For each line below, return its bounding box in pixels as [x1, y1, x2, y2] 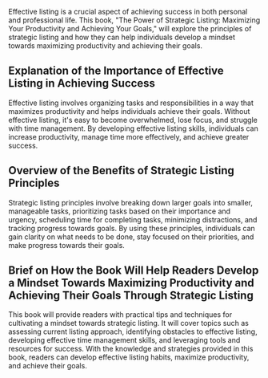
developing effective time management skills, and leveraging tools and [8, 335, 241, 345]
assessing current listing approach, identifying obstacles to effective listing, [8, 327, 258, 336]
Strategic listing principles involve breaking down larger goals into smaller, [8, 197, 254, 207]
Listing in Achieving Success [8, 76, 156, 91]
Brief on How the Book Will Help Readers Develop [8, 264, 259, 278]
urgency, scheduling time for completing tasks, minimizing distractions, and [8, 214, 258, 224]
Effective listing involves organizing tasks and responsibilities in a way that [8, 98, 254, 108]
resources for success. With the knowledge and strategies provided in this [8, 344, 254, 354]
